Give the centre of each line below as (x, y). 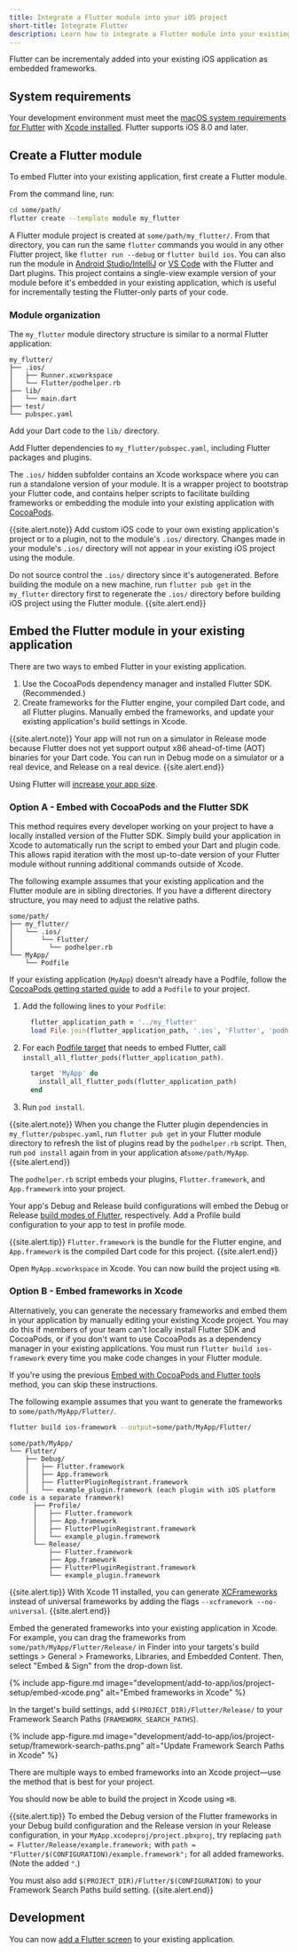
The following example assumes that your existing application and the (137, 882)
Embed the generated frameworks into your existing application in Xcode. (144, 1628)
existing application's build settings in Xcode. (105, 721)
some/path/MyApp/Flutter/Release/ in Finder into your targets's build (134, 1647)
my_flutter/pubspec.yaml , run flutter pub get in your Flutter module (135, 1134)
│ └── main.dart (43, 399)
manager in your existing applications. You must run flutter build (131, 1348)
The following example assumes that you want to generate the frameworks (146, 1401)
